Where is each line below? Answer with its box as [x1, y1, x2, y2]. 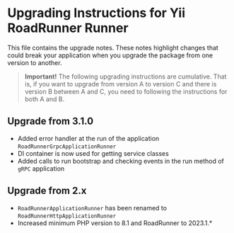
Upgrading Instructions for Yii [7, 5, 186, 21]
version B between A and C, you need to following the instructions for [24, 87, 228, 96]
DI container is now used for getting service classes [17, 149, 170, 157]
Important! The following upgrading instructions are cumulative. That [24, 72, 227, 81]
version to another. [7, 58, 62, 67]
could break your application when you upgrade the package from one [7, 51, 213, 59]
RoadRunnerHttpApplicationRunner [17, 212, 117, 220]
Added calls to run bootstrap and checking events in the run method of [17, 157, 225, 165]
